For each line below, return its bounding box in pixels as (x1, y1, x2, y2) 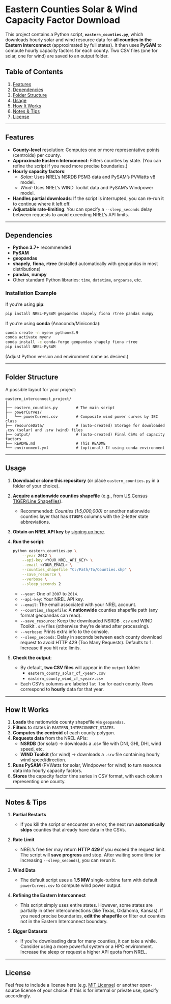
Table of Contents (5, 68, 64, 76)
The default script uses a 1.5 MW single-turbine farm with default (20, 877, 158, 883)
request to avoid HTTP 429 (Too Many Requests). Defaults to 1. (20, 639, 153, 645)
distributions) (12, 266, 41, 272)
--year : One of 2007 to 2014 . (20, 590, 79, 596)
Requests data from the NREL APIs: (12, 735, 88, 741)
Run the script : (12, 538, 45, 544)
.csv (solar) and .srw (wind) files (5, 427, 83, 433)
